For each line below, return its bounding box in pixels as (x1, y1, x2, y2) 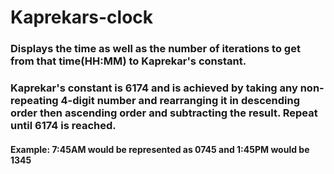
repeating (10, 94, 59, 108)
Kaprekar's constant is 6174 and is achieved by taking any (10, 81, 298, 95)
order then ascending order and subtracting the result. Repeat (10, 106, 318, 120)
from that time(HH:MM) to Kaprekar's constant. (10, 54, 247, 68)
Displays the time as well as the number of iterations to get (10, 42, 301, 56)
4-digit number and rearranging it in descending (60, 94, 300, 108)
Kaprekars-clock (10, 6, 154, 29)
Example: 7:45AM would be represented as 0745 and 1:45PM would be (10, 143, 310, 155)
